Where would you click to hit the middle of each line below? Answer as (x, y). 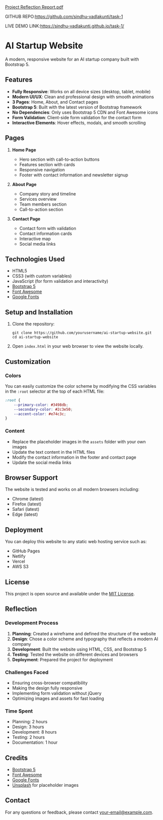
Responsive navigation (42, 169)
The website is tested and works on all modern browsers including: (72, 489)
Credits (17, 758)
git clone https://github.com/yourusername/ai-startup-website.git (82, 333)
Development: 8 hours (34, 732)
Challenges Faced (27, 672)
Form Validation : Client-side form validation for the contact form (77, 117)
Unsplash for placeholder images (45, 785)
